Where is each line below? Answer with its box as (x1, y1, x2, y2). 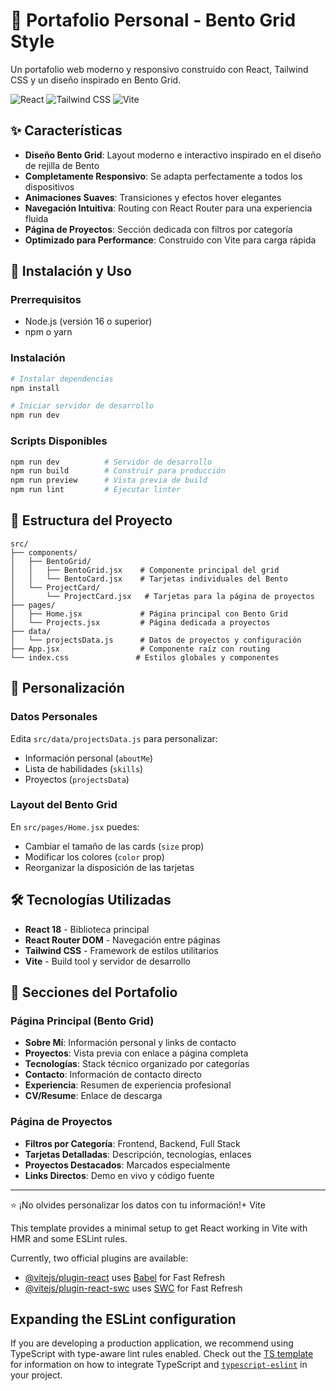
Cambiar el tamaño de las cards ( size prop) (24, 840, 205, 852)
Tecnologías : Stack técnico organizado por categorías (24, 1058, 250, 1070)
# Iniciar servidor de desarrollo (10, 401, 155, 411)
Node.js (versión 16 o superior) (24, 315, 153, 328)
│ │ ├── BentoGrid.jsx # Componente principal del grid (10, 565, 280, 575)
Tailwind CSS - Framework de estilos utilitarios (24, 944, 219, 956)
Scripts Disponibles (10, 434, 108, 448)
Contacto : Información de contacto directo (24, 1069, 202, 1081)
